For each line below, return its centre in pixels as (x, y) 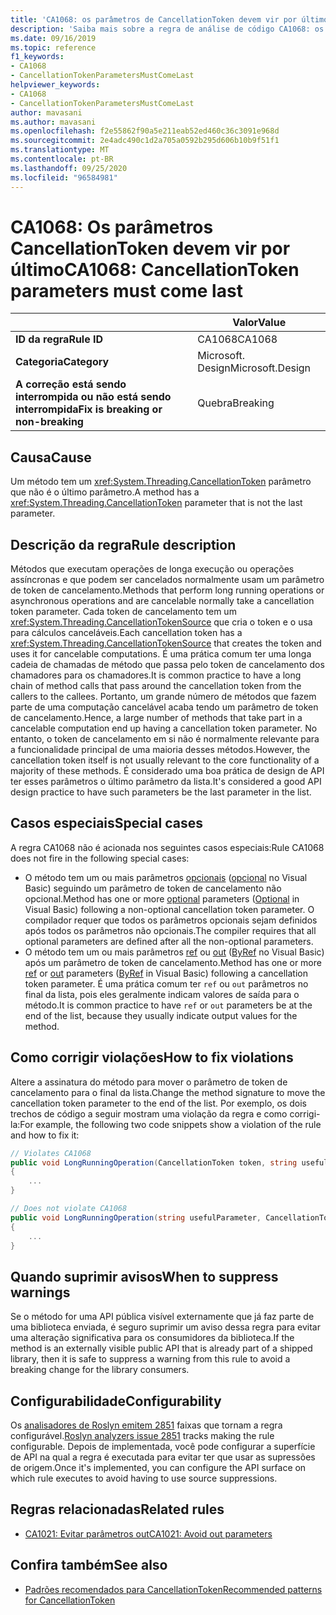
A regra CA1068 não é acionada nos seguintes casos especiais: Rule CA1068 (167, 847)
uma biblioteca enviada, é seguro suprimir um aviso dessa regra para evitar (165, 1327)
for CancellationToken (70, 1600)
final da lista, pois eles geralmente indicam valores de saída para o (162, 994)
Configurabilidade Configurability (116, 1401)
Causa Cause (51, 457)
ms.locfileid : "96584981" (64, 177)
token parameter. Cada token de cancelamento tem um (123, 612)
